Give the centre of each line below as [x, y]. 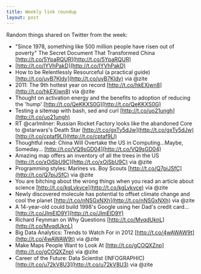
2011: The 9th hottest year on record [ [62, 84]
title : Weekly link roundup [42, 12]
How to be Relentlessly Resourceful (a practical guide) [83, 72]
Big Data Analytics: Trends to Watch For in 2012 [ [76, 232]
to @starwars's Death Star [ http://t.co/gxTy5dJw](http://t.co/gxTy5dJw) [104, 130]
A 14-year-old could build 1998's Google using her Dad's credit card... [102, 206]
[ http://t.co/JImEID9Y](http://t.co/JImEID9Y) [69, 213]
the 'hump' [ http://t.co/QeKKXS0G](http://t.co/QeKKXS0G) [88, 104]
